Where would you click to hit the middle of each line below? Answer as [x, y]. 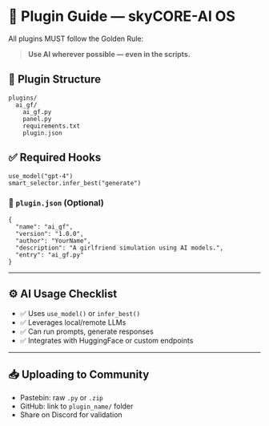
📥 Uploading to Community [79, 375]
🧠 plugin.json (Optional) [56, 203]
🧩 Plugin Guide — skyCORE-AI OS [122, 16]
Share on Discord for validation [71, 415]
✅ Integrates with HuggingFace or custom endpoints [106, 340]
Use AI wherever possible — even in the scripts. [109, 54]
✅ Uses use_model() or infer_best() [80, 313]
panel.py [37, 119]
